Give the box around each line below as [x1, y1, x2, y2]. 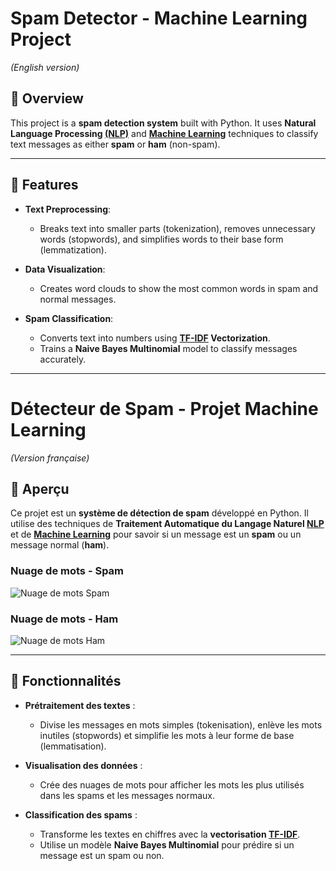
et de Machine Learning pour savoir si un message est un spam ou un [10, 528, 302, 541]
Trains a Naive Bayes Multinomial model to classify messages [39, 342, 298, 354]
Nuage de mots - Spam [10, 564, 125, 578]
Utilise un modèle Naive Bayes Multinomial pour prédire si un [39, 838, 295, 851]
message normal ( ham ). [10, 539, 110, 551]
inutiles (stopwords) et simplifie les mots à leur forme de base [39, 729, 295, 741]
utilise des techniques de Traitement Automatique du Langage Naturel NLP [10, 518, 325, 530]
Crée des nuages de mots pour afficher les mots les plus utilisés [39, 778, 305, 791]
